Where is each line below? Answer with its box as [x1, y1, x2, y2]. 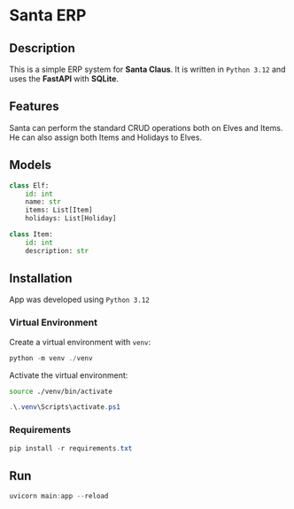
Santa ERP [9, 5, 87, 26]
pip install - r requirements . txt [9, 443, 133, 452]
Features [9, 99, 59, 114]
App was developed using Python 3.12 [9, 294, 151, 305]
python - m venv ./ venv [9, 353, 93, 363]
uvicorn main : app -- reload [9, 492, 109, 501]
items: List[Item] [25, 205, 93, 215]
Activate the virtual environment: [9, 369, 128, 381]
